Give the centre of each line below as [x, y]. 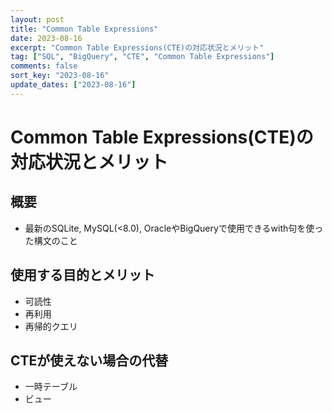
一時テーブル [51, 387]
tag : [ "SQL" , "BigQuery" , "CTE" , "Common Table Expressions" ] [142, 57]
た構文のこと [51, 240]
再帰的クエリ [51, 326]
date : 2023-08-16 [46, 38]
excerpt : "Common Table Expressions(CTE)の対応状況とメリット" [137, 47]
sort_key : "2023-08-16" [60, 76]
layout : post [37, 19]
